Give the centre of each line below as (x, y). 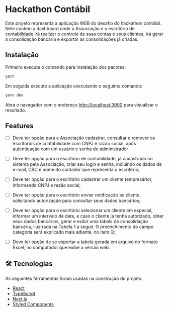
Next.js (20, 299)
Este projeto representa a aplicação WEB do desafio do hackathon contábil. (83, 23)
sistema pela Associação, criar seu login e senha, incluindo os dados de (87, 164)
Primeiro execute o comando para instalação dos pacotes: (66, 67)
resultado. (16, 110)
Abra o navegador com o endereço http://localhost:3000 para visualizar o (82, 105)
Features (19, 126)
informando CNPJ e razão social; (47, 185)
